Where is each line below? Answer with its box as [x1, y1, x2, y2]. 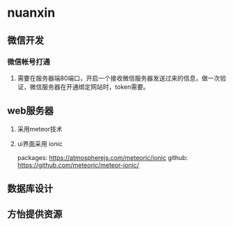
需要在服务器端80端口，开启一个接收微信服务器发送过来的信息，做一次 [17, 74, 220, 82]
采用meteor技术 [17, 124, 63, 133]
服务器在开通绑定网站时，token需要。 [41, 82, 150, 91]
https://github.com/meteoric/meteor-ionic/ [17, 161, 140, 169]
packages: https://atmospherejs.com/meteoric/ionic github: [17, 153, 188, 161]
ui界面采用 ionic [17, 139, 63, 147]
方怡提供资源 [7, 209, 63, 220]
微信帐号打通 [7, 57, 51, 67]
